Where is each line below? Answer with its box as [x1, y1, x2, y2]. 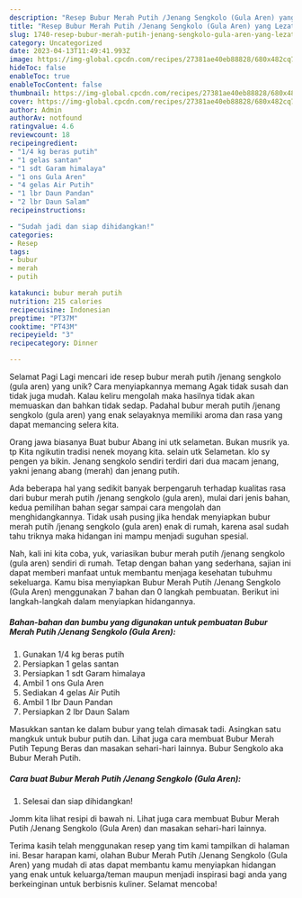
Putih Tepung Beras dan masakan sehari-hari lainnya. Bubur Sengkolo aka [9, 742, 284, 753]
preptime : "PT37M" [9, 313, 78, 322]
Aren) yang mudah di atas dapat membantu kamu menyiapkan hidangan [9, 859, 277, 870]
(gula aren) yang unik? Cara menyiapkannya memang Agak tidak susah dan [9, 381, 289, 392]
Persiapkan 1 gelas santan [22, 658, 120, 669]
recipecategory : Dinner [9, 339, 99, 348]
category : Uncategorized [9, 38, 102, 48]
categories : [9, 231, 54, 240]
